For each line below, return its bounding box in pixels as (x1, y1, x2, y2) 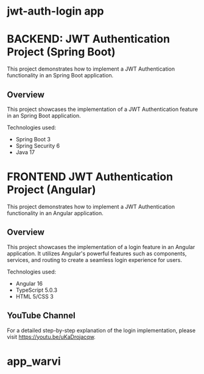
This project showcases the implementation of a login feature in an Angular (7, 243, 195, 250)
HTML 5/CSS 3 (15, 292, 54, 300)
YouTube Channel (7, 311, 76, 321)
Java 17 (15, 148, 35, 156)
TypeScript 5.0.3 (15, 286, 57, 294)
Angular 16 (15, 280, 43, 287)
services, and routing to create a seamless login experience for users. (7, 256, 182, 263)
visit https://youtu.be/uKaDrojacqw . (7, 333, 96, 340)
